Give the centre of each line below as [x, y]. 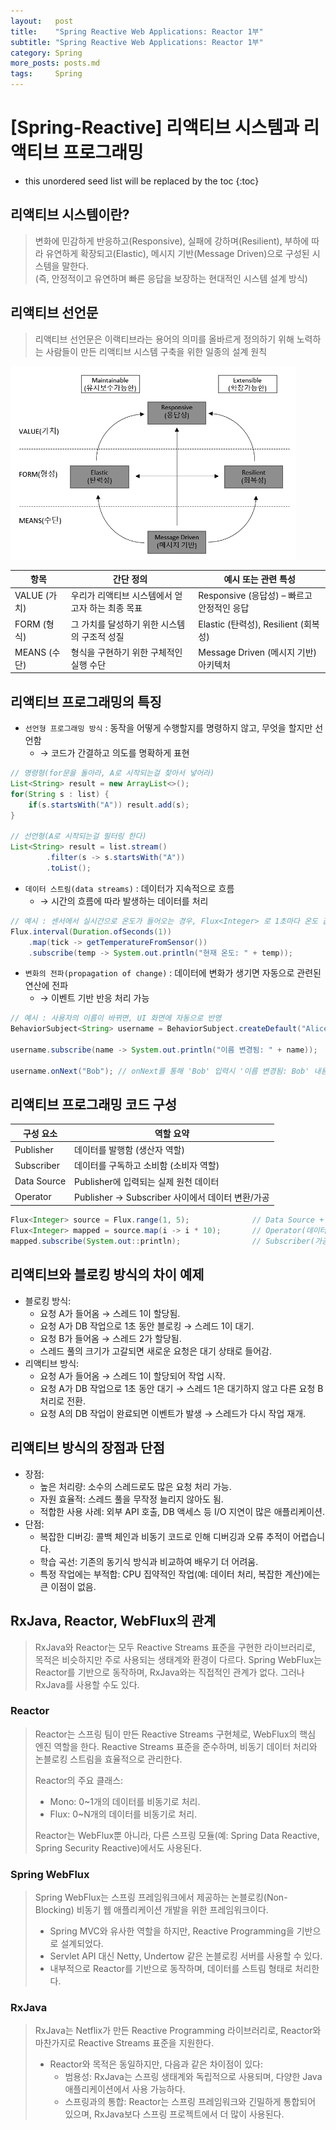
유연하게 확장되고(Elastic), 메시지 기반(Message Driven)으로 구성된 [177, 253]
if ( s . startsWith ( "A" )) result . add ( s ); [109, 805]
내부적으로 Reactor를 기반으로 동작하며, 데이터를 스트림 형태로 [171, 1969]
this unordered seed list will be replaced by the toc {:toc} [142, 181]
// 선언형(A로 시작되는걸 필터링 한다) [78, 836]
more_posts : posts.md [55, 63]
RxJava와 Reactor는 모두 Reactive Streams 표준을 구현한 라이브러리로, [175, 1647]
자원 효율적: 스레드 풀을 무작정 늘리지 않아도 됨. [131, 1499]
